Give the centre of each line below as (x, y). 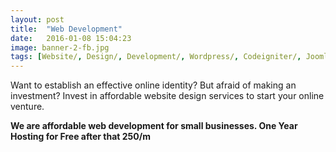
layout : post (37, 19)
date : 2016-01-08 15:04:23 (71, 38)
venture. (27, 107)
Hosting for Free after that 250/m (80, 137)
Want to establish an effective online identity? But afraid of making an (153, 85)
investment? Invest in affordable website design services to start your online (167, 96)
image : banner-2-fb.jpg (60, 47)
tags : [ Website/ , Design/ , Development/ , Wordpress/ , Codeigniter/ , (156, 57)
